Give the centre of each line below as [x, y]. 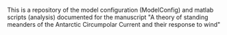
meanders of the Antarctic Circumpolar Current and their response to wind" [114, 24]
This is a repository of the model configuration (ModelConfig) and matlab [110, 10]
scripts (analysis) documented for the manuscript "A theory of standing [108, 17]
